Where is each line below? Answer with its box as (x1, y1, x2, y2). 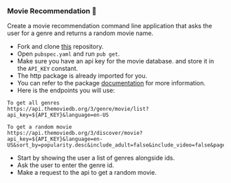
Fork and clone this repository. (16, 43, 104, 51)
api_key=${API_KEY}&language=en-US (7, 111, 109, 119)
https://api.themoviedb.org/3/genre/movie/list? (7, 106, 149, 113)
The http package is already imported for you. (16, 72, 148, 80)
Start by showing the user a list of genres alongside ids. (16, 154, 175, 162)
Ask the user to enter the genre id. (16, 161, 115, 169)
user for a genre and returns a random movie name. (7, 29, 153, 37)
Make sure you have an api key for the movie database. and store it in (16, 57, 214, 65)
